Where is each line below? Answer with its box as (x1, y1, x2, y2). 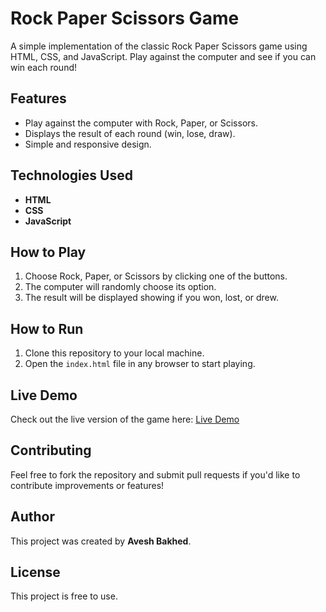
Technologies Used (10, 167, 133, 184)
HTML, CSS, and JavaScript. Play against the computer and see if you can (10, 50, 317, 62)
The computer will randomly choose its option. (24, 281, 217, 293)
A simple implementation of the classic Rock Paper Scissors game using (10, 40, 308, 52)
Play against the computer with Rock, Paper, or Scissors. (24, 117, 258, 129)
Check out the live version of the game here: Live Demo (10, 413, 240, 425)
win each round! (10, 61, 78, 73)
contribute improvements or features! (10, 479, 165, 491)
